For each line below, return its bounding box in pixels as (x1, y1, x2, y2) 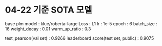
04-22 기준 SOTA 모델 (5, 4, 92, 15)
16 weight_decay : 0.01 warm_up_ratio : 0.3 (5, 26, 91, 31)
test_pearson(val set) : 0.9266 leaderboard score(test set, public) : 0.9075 (5, 35, 154, 41)
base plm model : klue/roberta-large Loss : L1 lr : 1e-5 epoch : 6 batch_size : (5, 20, 158, 27)
